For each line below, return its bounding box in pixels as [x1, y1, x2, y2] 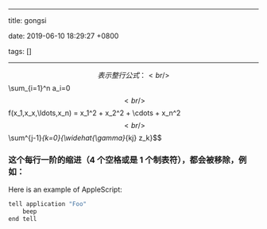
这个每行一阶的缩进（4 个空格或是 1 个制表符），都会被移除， [8, 154, 239, 165]
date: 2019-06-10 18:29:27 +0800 [8, 31, 119, 41]
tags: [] [8, 47, 32, 56]
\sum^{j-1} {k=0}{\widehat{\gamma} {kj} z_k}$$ [8, 133, 162, 142]
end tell [8, 215, 37, 223]
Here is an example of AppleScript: [8, 184, 123, 195]
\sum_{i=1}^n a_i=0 [8, 83, 71, 92]
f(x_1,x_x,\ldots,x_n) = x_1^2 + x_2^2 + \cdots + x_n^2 [8, 108, 181, 118]
